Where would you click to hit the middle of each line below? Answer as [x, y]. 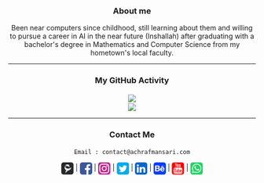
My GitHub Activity [132, 81]
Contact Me [132, 135]
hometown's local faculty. [132, 53]
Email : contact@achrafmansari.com [132, 152]
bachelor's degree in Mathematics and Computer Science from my [132, 45]
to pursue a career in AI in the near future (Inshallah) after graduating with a [132, 36]
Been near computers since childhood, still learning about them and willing [132, 28]
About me [132, 11]
